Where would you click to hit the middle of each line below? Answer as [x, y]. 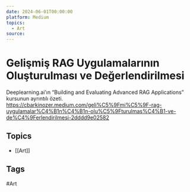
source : [16, 34]
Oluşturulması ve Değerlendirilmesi [95, 76]
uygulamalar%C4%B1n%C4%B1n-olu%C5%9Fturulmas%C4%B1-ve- [91, 111]
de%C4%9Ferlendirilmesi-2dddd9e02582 [58, 118]
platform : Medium [28, 17]
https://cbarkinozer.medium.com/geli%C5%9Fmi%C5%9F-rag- [84, 105]
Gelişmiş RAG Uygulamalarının [83, 63]
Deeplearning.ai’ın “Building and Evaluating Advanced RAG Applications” [95, 92]
